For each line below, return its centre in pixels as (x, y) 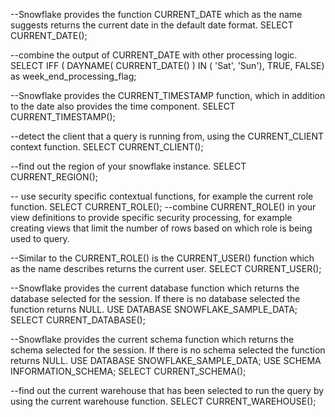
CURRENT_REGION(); (54, 177)
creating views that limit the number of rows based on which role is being (161, 228)
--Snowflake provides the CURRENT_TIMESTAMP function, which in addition (168, 95)
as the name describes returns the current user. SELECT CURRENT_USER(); (166, 268)
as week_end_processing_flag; (73, 76)
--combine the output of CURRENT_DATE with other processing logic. (154, 55)
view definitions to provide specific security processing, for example (151, 217)
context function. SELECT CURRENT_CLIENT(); (107, 147)
